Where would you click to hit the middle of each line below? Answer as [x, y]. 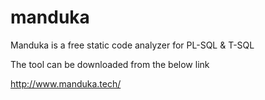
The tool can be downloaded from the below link [110, 64]
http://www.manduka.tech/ [66, 83]
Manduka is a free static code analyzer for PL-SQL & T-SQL [132, 45]
